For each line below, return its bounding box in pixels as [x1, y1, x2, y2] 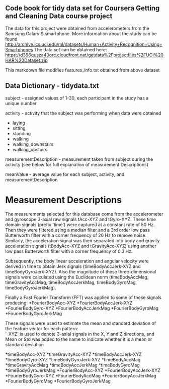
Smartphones [5, 46, 34, 52]
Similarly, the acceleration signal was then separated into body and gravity [5, 237, 160, 243]
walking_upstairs [12, 146, 48, 152]
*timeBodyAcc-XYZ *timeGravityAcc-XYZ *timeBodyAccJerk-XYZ [5, 351, 142, 357]
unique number [5, 100, 37, 106]
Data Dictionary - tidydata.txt [5, 81, 99, 90]
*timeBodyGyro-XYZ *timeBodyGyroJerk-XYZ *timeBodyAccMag [5, 356, 141, 362]
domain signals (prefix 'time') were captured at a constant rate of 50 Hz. [5, 221, 155, 228]
